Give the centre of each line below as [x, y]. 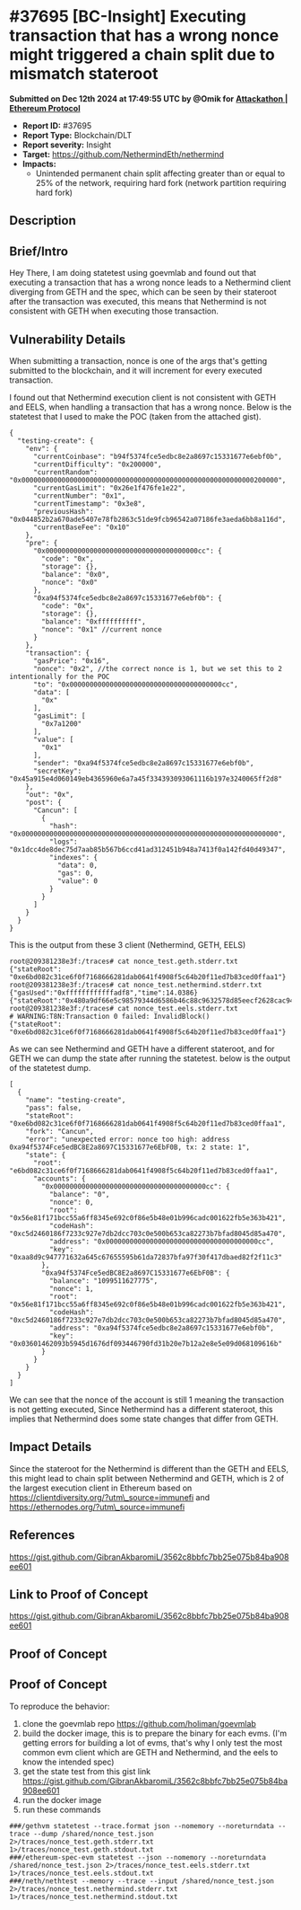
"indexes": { [73, 857]
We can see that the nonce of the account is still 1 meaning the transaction [147, 1400]
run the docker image [62, 1799]
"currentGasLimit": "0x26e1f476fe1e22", [109, 488]
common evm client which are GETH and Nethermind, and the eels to [150, 1752]
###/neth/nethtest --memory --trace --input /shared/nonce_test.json [142, 1881]
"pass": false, [54, 1108]
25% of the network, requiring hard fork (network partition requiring [161, 182]
